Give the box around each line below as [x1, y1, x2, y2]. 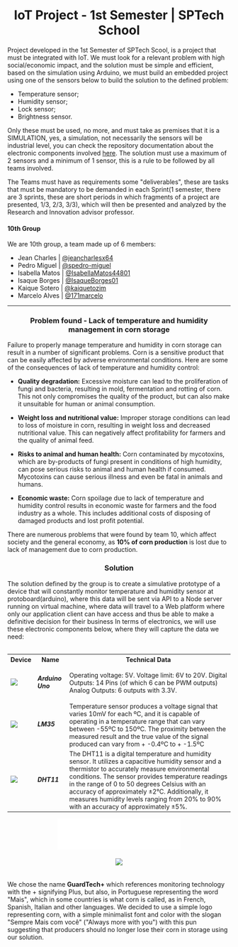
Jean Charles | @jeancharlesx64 [17, 254, 113, 262]
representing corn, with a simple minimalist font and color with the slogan [7, 910, 222, 919]
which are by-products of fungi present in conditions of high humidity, [17, 458, 222, 466]
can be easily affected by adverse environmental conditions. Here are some [7, 356, 229, 364]
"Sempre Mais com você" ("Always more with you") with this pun [7, 918, 197, 926]
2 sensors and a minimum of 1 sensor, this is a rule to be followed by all [7, 156, 215, 165]
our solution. [7, 933, 45, 941]
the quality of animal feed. [17, 436, 94, 445]
